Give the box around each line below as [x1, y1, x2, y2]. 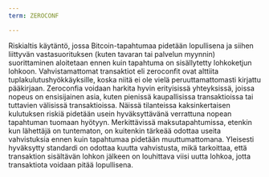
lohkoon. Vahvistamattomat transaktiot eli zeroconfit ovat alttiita [8, 66, 219, 76]
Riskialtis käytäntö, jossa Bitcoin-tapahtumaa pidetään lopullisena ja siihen [8, 41, 255, 50]
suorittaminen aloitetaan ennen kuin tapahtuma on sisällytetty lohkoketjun [8, 58, 252, 67]
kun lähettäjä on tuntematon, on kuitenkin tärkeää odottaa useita [8, 126, 222, 135]
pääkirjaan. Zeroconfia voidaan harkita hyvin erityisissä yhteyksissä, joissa [8, 83, 255, 93]
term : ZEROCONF [8, 11, 59, 20]
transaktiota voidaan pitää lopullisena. [8, 159, 134, 169]
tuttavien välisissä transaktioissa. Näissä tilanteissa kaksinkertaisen [8, 100, 230, 110]
